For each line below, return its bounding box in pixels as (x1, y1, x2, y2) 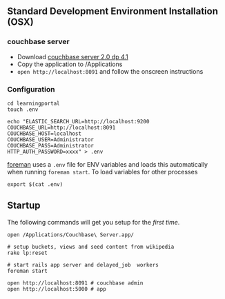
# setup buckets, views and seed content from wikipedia (7, 243, 175, 250)
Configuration (7, 84, 55, 94)
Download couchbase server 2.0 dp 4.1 (17, 52, 129, 61)
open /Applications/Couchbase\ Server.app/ (7, 231, 135, 238)
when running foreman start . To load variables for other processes (7, 167, 198, 176)
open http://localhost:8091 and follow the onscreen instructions (17, 67, 204, 75)
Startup (7, 200, 41, 212)
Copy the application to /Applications (17, 60, 123, 68)
